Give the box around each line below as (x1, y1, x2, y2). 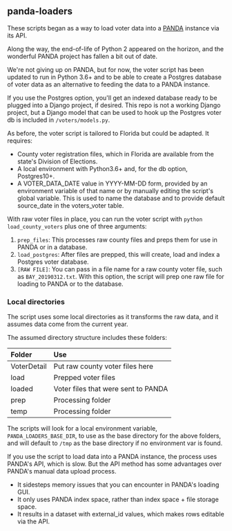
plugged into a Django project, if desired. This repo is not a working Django (7, 100, 221, 109)
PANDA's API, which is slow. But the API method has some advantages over (7, 460, 222, 468)
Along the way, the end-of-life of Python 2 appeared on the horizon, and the (7, 44, 224, 53)
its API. (7, 31, 28, 39)
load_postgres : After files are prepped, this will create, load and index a (17, 250, 220, 258)
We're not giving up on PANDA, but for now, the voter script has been (7, 65, 204, 73)
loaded (10, 384, 33, 394)
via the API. (17, 517, 50, 525)
